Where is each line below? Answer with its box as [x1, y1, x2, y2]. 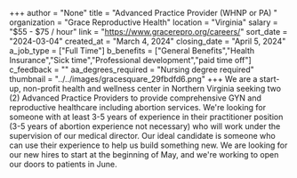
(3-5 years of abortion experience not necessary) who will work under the [9, 121, 281, 132]
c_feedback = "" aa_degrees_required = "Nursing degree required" [9, 64, 255, 75]
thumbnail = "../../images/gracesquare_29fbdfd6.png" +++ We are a [9, 74, 258, 84]
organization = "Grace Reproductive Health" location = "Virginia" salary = [9, 17, 278, 28]
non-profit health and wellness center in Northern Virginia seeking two [22, 84, 282, 93]
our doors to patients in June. [9, 159, 117, 169]
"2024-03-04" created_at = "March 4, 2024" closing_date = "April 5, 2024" [9, 36, 286, 46]
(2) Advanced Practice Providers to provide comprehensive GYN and [9, 93, 262, 103]
